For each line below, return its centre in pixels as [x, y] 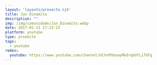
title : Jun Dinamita [26, 14]
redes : [12, 50]
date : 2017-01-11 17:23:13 [33, 28]
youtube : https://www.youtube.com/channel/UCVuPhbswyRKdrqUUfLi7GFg [81, 55]
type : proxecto [21, 37]
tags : [11, 42]
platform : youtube [24, 32]
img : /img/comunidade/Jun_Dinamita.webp [47, 23]
